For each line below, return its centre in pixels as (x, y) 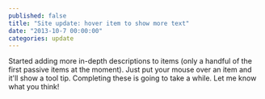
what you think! (34, 87)
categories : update (41, 38)
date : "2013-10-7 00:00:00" (56, 31)
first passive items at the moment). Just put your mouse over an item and (130, 70)
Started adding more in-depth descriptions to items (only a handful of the (130, 61)
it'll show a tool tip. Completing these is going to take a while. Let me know (132, 78)
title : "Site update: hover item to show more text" (99, 23)
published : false (38, 16)
